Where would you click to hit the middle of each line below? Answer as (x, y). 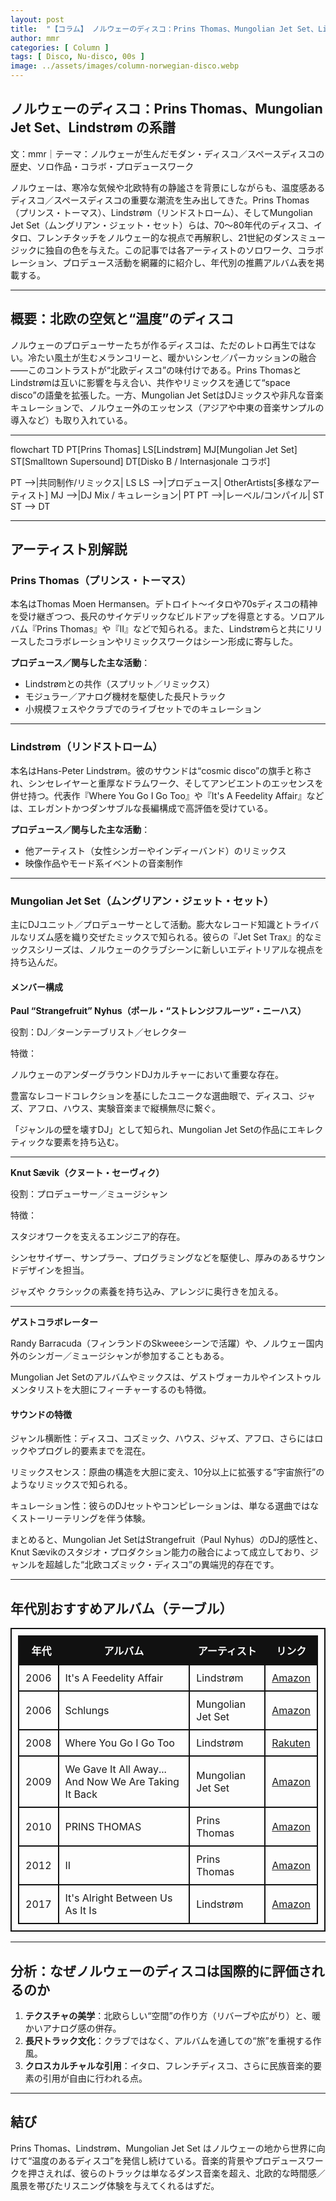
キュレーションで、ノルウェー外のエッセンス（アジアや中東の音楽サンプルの (167, 407)
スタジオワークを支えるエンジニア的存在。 (98, 1237)
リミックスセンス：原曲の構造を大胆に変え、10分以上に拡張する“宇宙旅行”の (167, 1472)
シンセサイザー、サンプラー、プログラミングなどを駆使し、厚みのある (155, 1258)
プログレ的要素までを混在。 (93, 1451)
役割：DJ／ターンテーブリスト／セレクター (98, 1032)
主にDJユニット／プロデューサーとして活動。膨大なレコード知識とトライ (160, 924)
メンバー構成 (36, 987)
